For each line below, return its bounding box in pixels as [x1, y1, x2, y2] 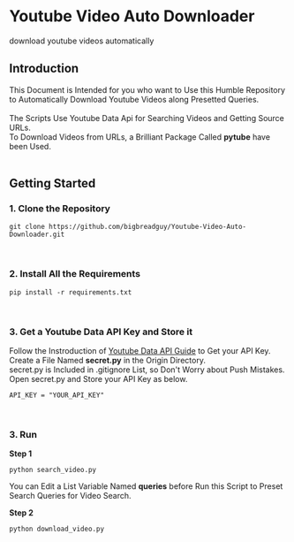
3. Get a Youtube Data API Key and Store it [9, 325, 192, 338]
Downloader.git [9, 230, 65, 240]
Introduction [9, 61, 79, 76]
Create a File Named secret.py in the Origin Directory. [9, 355, 206, 366]
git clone [9, 223, 46, 232]
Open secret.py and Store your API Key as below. [9, 374, 188, 385]
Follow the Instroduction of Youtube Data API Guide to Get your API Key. [9, 346, 271, 356]
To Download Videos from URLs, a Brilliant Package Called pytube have [9, 131, 271, 142]
